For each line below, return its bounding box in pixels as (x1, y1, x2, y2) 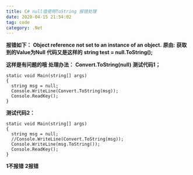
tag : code (6, 19, 30, 25)
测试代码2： (6, 109, 35, 117)
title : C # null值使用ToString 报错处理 (6, 8, 97, 15)
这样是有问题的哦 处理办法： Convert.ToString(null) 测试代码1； (6, 61, 161, 68)
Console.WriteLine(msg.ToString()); (11, 141, 100, 148)
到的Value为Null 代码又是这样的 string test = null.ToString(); (6, 49, 153, 56)
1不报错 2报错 (6, 163, 39, 170)
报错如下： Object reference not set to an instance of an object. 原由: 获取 (6, 41, 187, 48)
